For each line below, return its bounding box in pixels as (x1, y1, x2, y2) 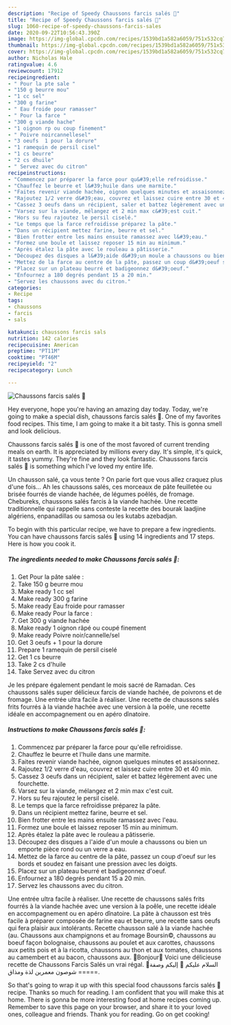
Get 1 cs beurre (17, 652, 61, 661)
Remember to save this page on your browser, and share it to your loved (8, 1002, 212, 1011)
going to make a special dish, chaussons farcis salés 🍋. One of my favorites (8, 412, 221, 421)
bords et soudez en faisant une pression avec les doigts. (17, 859, 178, 868)
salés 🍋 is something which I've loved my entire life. (8, 462, 154, 470)
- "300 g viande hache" (8, 118, 76, 126)
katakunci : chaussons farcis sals (8, 329, 107, 335)
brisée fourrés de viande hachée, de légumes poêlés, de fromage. (8, 490, 195, 498)
